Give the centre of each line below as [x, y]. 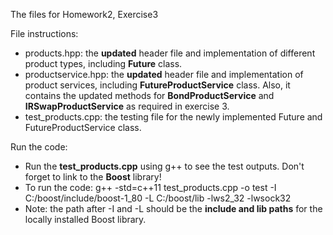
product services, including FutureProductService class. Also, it [157, 85]
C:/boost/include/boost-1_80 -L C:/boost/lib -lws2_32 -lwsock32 [158, 198]
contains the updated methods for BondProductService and [149, 95]
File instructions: [44, 33]
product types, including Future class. [103, 63]
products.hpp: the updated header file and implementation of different [170, 53]
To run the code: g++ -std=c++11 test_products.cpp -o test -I [150, 187]
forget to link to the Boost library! [93, 177]
